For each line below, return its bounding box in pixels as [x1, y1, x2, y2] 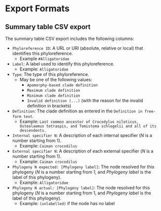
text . [23, 113, 34, 119]
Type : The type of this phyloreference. [12, 71, 90, 77]
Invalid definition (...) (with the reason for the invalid [27, 98, 143, 104]
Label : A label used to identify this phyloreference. [12, 61, 115, 67]
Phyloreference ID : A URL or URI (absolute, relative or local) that [12, 45, 143, 51]
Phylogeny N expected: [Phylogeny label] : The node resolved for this [12, 164, 155, 170]
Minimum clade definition [27, 93, 80, 98]
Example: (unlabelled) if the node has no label [19, 201, 115, 206]
